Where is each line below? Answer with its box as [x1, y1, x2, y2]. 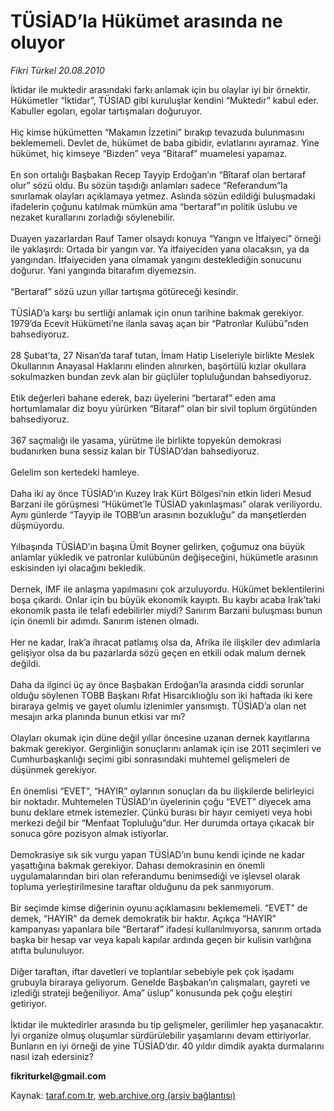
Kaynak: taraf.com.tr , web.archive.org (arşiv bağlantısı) [10, 1089, 237, 1101]
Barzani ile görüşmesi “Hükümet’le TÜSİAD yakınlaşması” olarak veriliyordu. [10, 498, 323, 510]
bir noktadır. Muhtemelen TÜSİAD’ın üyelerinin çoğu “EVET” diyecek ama [10, 795, 312, 807]
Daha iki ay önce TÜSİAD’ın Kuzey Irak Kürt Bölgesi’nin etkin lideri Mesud [10, 487, 312, 499]
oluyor [10, 31, 66, 54]
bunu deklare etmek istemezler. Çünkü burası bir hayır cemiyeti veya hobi [10, 806, 313, 818]
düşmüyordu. [10, 519, 65, 531]
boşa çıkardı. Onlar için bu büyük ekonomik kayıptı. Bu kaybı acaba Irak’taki [10, 593, 321, 605]
